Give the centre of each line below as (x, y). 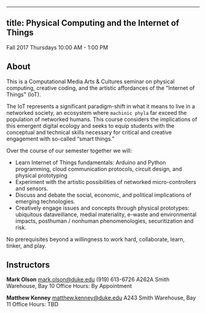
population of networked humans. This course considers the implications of (102, 119)
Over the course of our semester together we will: (69, 150)
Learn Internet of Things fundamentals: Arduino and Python (90, 162)
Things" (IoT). (24, 94)
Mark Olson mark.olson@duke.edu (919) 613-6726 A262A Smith (88, 279)
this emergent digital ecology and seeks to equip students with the (90, 125)
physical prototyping (41, 175)
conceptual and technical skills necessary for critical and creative (89, 132)
